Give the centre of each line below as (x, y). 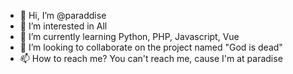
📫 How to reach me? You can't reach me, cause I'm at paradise (151, 58)
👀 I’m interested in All (63, 26)
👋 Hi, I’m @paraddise (63, 15)
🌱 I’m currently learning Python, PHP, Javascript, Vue (129, 36)
